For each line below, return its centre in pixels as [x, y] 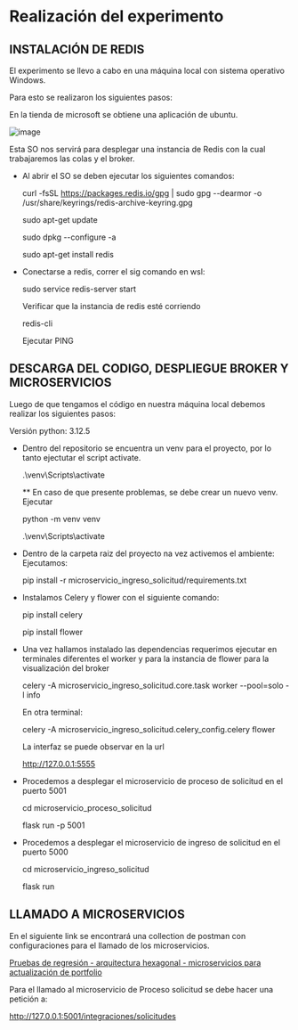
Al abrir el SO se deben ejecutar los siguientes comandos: [128, 176]
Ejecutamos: [45, 562]
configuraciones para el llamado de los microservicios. [109, 945]
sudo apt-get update [60, 220]
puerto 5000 [45, 852]
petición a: [28, 999]
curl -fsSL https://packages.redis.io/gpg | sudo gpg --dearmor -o [142, 193]
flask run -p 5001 [53, 825]
